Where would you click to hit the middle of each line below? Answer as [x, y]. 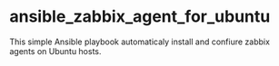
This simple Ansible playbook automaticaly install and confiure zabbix [140, 42]
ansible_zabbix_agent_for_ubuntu [140, 17]
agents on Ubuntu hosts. [55, 51]
